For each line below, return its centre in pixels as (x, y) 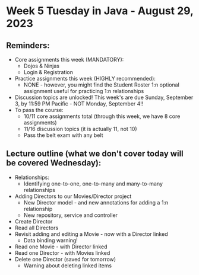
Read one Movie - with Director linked (61, 247)
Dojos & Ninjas (42, 66)
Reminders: (28, 45)
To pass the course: (39, 110)
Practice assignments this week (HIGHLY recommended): (85, 79)
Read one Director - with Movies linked (62, 252)
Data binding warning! (51, 240)
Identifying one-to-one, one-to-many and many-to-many (93, 183)
